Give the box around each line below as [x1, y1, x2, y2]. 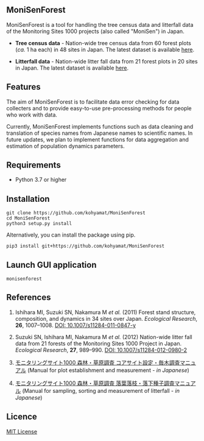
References [6, 292, 51, 303]
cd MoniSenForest [6, 215, 51, 221]
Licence [6, 412, 38, 422]
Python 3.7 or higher [15, 176, 67, 184]
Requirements [6, 160, 61, 170]
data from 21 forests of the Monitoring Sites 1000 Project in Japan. [15, 340, 181, 347]
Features [6, 82, 41, 92]
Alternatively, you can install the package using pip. [6, 231, 136, 238]
